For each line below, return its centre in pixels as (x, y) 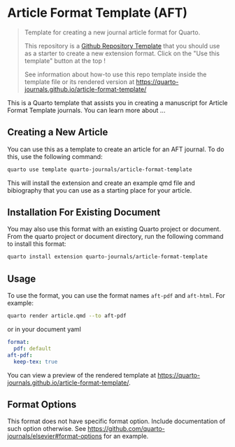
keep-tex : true (36, 362)
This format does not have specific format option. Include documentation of (116, 421)
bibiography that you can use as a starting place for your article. (100, 190)
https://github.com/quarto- (126, 429)
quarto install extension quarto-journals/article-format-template (108, 257)
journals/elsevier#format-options (55, 436)
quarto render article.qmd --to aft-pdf (67, 316)
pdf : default (33, 348)
